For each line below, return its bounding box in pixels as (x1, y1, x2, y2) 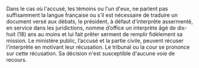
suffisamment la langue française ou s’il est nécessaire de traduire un (6, 11, 178, 19)
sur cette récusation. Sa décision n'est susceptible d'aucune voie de (6, 50, 175, 57)
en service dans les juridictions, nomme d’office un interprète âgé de (6, 24, 176, 31)
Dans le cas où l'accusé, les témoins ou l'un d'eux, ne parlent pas (6, 5, 168, 12)
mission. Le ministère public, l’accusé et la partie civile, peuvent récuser (6, 37, 184, 44)
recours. (6, 57, 27, 63)
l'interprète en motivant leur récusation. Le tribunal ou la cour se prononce (6, 43, 190, 51)
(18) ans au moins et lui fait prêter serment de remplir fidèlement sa (17, 31, 183, 38)
